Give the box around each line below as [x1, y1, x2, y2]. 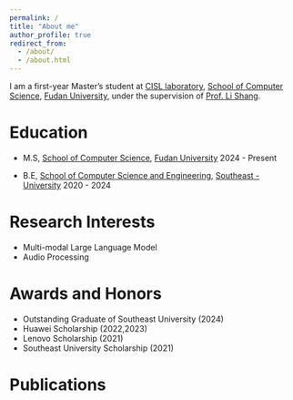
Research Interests [9, 211, 156, 232]
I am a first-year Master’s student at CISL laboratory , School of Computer [9, 81, 284, 91]
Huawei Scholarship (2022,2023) [22, 323, 148, 333]
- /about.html [17, 56, 71, 65]
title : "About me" [9, 22, 79, 31]
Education [9, 122, 88, 143]
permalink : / [9, 13, 59, 23]
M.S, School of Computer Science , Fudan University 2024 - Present [22, 152, 278, 163]
